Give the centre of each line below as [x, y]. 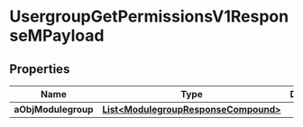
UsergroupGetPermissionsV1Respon [149, 17]
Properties [40, 69]
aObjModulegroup [54, 109]
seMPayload [57, 36]
